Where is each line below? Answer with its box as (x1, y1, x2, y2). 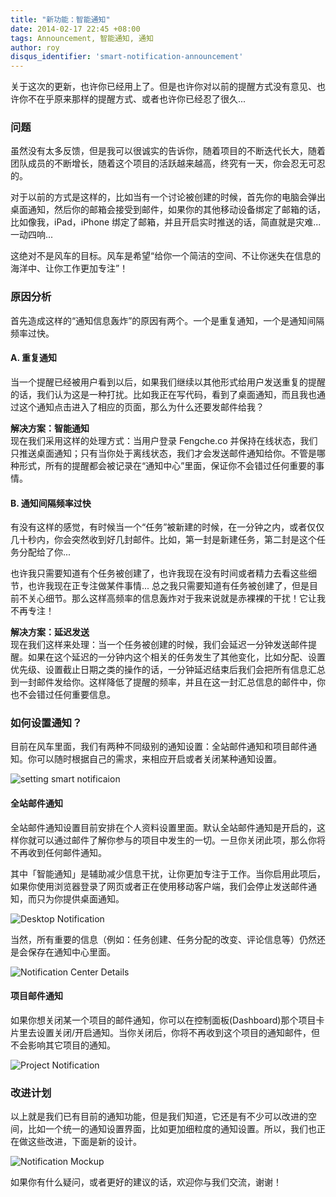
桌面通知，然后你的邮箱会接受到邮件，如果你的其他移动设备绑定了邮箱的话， (10, 204, 326, 216)
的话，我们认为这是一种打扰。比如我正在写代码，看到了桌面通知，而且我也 (10, 388, 317, 400)
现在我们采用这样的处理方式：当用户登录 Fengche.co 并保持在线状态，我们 (10, 434, 318, 446)
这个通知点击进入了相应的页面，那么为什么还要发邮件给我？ (18, 401, 265, 413)
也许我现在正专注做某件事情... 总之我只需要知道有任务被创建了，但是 (27, 580, 310, 592)
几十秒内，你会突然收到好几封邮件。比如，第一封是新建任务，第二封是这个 (10, 534, 317, 546)
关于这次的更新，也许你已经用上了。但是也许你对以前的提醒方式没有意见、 (10, 81, 317, 93)
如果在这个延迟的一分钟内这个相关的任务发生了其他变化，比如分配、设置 (27, 651, 326, 663)
